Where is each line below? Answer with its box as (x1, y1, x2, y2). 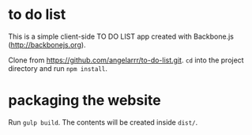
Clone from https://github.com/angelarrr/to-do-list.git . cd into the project (8, 55, 244, 65)
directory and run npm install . (8, 63, 108, 73)
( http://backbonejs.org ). (8, 39, 86, 49)
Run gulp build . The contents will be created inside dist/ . (8, 117, 198, 127)
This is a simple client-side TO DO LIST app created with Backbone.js (8, 32, 235, 41)
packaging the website (8, 92, 161, 110)
